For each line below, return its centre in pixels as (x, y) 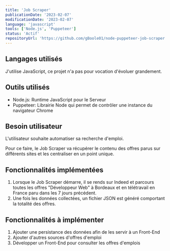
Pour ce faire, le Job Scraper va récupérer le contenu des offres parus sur (83, 149)
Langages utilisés (34, 59)
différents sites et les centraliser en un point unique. (60, 154)
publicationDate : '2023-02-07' (38, 15)
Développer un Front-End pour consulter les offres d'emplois (76, 243)
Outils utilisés (27, 87)
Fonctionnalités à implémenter (55, 220)
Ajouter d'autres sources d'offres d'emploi (57, 237)
